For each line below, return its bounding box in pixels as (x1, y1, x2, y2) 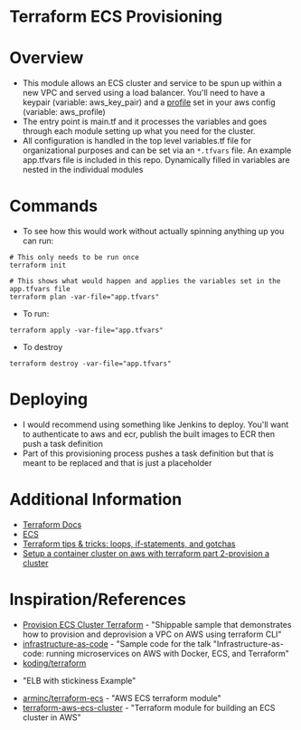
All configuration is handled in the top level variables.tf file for (22, 136, 251, 147)
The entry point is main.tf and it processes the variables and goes (22, 116, 268, 128)
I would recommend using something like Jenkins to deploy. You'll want (22, 419, 289, 430)
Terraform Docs (22, 518, 82, 530)
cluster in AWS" (22, 712, 81, 723)
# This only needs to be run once (9, 253, 140, 262)
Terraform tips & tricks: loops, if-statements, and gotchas (22, 538, 236, 549)
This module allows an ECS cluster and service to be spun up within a (22, 78, 282, 89)
